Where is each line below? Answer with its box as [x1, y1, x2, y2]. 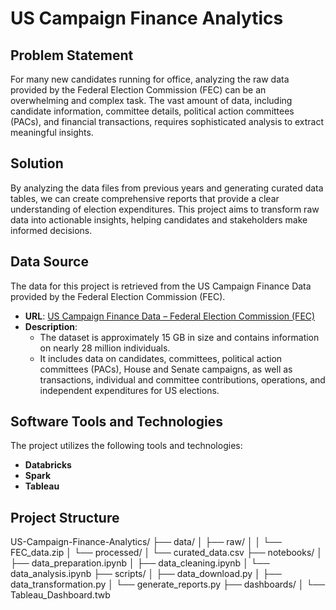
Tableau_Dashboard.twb [10, 589, 111, 601]
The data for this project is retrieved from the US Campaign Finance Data [10, 280, 312, 292]
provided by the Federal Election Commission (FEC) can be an [10, 84, 267, 96]
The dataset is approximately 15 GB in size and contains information [39, 331, 320, 343]
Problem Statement [10, 47, 134, 64]
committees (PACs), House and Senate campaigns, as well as [39, 363, 293, 375]
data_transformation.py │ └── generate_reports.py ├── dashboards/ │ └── [10, 578, 326, 591]
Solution [10, 155, 64, 172]
